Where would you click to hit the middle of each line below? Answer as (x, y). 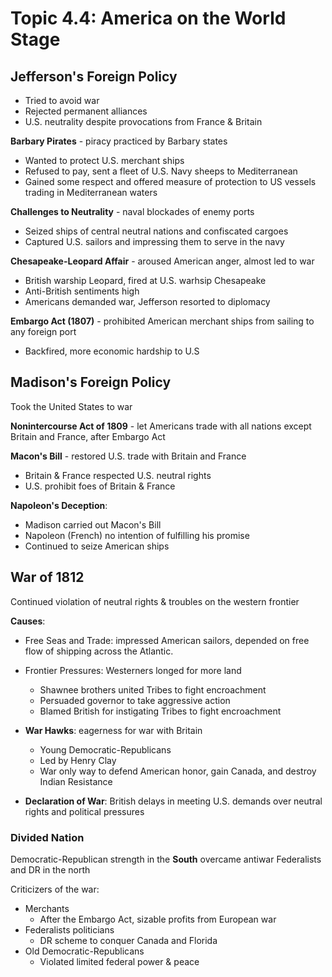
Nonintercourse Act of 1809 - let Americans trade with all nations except (161, 426)
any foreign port (43, 331)
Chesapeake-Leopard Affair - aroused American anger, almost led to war (162, 261)
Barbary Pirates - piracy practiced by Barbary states (119, 141)
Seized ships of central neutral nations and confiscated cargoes (156, 231)
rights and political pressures (84, 811)
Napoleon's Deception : (59, 505)
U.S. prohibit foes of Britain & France (100, 486)
